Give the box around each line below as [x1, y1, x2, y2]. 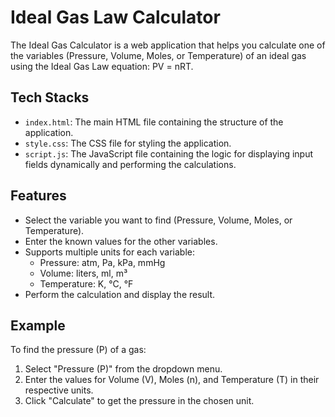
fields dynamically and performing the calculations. [24, 158, 237, 170]
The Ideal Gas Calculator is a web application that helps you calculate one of [10, 39, 326, 51]
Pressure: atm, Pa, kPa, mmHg [39, 256, 166, 268]
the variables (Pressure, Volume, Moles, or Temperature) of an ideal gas [10, 49, 307, 61]
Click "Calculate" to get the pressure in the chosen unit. [24, 395, 255, 407]
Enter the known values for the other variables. [24, 235, 218, 247]
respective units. [24, 384, 94, 396]
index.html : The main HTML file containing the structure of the [24, 116, 284, 128]
